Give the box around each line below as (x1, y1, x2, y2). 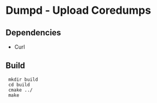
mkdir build (8, 76, 38, 83)
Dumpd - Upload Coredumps (5, 4, 151, 17)
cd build (8, 81, 31, 87)
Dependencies (5, 28, 61, 38)
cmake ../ (8, 87, 33, 93)
